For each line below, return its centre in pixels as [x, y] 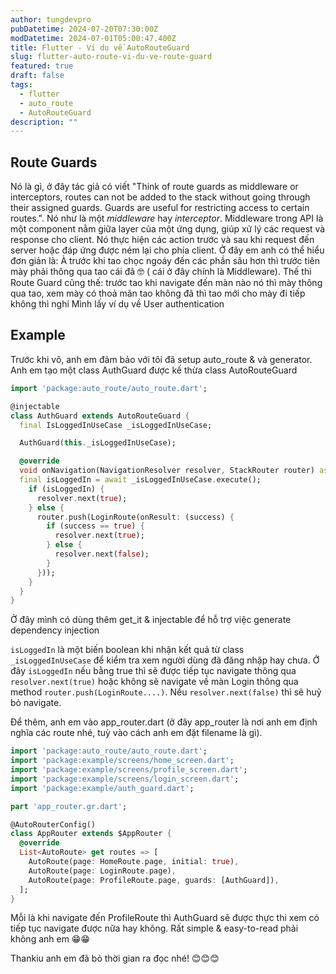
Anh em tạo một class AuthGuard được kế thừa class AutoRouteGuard [154, 370]
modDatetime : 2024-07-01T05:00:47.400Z [93, 38]
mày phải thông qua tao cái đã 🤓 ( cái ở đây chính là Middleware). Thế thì [161, 272]
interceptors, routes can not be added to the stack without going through [160, 197]
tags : [21, 85]
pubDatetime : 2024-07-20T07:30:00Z [84, 29]
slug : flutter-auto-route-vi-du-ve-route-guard [111, 57]
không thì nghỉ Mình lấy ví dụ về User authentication [117, 304]
